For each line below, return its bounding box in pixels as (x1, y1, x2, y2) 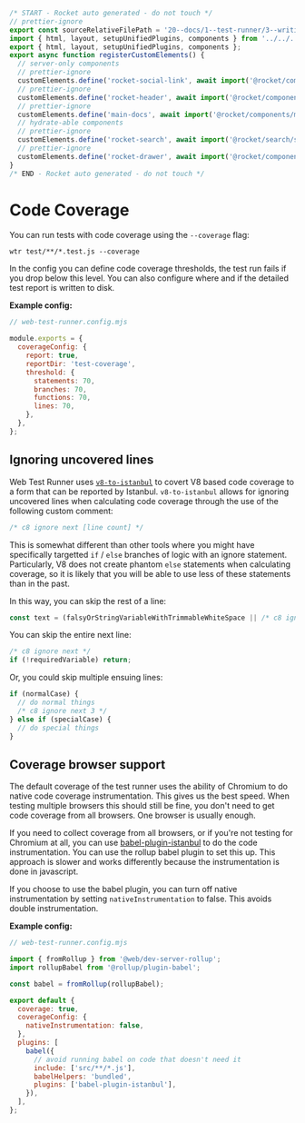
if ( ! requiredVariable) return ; (9, 655, 132, 665)
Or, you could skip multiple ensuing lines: (9, 672, 163, 683)
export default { (9, 996, 75, 1005)
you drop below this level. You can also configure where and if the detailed (9, 273, 289, 283)
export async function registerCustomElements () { (9, 51, 205, 60)
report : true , (25, 351, 79, 361)
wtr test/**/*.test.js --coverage (9, 247, 141, 256)
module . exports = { (9, 334, 84, 343)
